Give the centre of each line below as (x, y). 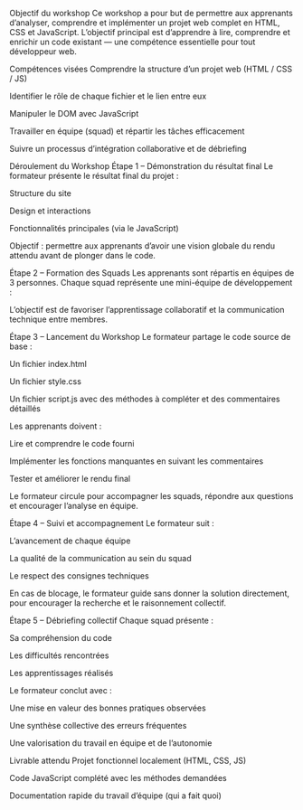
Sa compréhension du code (61, 638)
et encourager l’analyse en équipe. (74, 506)
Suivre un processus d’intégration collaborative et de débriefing (128, 149)
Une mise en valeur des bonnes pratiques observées (108, 708)
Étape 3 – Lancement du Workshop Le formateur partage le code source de (150, 337)
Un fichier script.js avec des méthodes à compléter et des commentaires (145, 399)
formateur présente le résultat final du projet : (94, 176)
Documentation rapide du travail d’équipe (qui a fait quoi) (115, 796)
